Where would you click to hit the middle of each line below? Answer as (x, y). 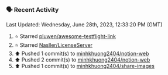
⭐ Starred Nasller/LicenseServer (53, 45)
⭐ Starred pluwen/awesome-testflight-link (65, 36)
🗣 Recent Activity (32, 9)
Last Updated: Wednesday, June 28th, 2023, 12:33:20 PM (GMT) (84, 25)
